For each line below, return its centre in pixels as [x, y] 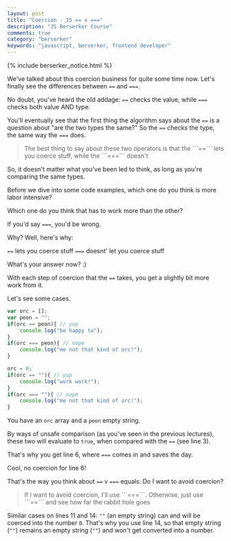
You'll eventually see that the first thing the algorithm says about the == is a [113, 120]
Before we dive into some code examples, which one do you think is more [112, 190]
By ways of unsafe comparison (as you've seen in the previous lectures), [111, 434]
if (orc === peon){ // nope [46, 343]
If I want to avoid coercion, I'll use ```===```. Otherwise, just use [113, 495]
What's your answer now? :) [47, 264]
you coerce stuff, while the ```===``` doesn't [86, 156]
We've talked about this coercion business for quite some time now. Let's [111, 79]
